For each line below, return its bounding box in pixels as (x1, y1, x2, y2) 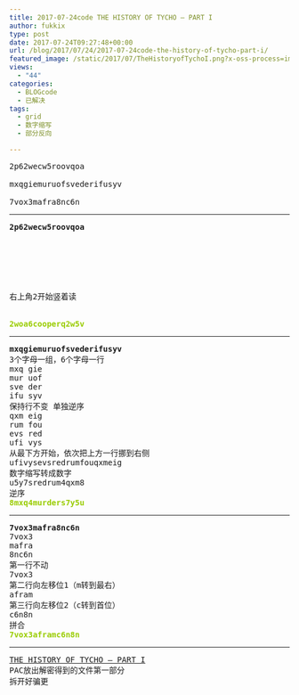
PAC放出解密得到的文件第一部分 (9, 665, 125, 675)
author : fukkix (9, 21, 66, 30)
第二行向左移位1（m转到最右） (9, 580, 120, 590)
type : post (9, 29, 50, 38)
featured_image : (9, 54, 69, 63)
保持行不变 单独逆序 (9, 401, 85, 411)
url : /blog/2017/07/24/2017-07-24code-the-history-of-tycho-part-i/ (9, 46, 269, 55)
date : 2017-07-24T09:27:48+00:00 (9, 37, 133, 47)
